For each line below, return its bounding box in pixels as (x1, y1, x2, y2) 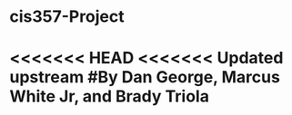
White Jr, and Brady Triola (9, 86, 209, 107)
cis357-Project (9, 6, 125, 27)
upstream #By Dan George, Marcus (9, 67, 280, 88)
